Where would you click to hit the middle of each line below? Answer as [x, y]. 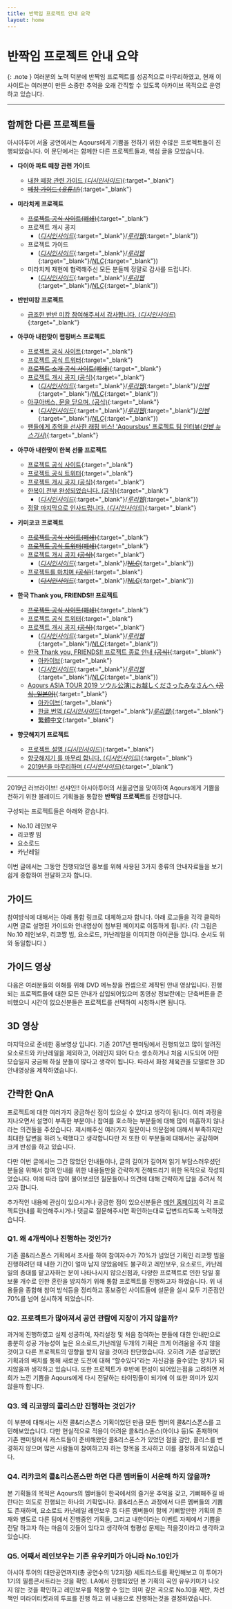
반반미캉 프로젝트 [40, 300]
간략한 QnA [30, 1094]
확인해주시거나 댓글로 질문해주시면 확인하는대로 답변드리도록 [118, 1210]
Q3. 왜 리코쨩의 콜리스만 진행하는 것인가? [71, 1406]
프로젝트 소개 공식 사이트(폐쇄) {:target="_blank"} [94, 369]
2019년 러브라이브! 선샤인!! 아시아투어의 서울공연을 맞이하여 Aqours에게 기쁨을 [114, 788]
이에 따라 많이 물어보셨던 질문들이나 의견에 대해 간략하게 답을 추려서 [124, 1179]
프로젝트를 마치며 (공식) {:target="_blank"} [85, 572]
